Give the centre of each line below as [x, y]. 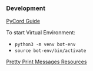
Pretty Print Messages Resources [46, 62]
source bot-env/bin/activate [50, 51]
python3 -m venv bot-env [45, 45]
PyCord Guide [23, 21]
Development [26, 8]
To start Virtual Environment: [41, 33]
